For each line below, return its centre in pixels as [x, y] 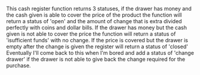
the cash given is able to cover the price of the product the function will [94, 15]
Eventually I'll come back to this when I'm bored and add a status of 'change [100, 53]
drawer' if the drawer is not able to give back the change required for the [96, 59]
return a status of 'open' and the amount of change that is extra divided [94, 21]
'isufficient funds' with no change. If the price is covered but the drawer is [97, 40]
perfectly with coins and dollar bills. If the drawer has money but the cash [96, 27]
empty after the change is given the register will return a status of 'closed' [97, 46]
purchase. [19, 65]
